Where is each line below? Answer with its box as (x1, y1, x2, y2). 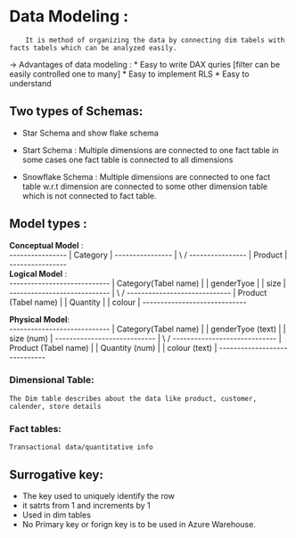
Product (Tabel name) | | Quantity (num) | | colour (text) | (9, 342, 218, 353)
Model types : (9, 216, 87, 232)
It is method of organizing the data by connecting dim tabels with (25, 36, 285, 45)
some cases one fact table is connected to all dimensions (21, 154, 234, 165)
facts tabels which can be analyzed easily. (9, 43, 177, 53)
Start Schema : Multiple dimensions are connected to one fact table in (21, 144, 279, 155)
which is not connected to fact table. (21, 190, 158, 201)
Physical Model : (9, 314, 70, 324)
